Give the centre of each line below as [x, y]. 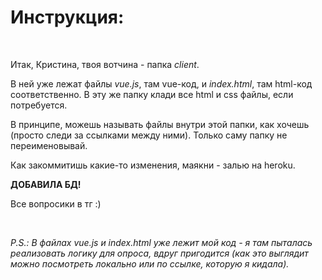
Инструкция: [67, 17]
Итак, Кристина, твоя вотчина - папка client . [105, 64]
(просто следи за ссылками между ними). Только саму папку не [149, 135]
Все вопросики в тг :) [56, 203]
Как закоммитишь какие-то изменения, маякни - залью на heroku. [153, 165]
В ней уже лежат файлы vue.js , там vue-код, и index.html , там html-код [161, 83]
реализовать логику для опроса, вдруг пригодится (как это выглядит [159, 253]
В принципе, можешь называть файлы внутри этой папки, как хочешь [160, 124]
